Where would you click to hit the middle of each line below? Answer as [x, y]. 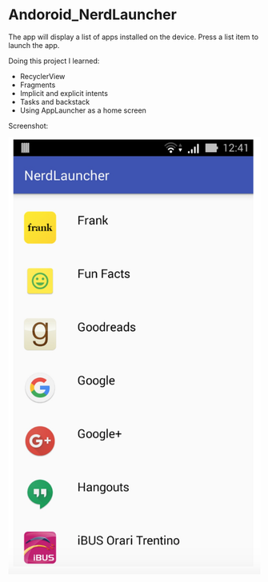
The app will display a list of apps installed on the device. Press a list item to [133, 37]
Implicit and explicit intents [64, 93]
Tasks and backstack [55, 102]
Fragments [38, 85]
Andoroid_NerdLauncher [93, 15]
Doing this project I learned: [54, 61]
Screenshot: [28, 126]
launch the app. [34, 45]
